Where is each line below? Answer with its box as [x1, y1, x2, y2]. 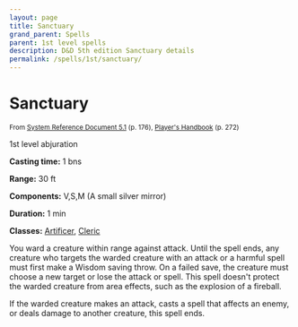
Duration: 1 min [9, 208, 66, 219]
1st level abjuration [9, 138, 78, 149]
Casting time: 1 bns [9, 156, 83, 167]
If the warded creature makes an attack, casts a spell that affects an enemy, [9, 297, 290, 309]
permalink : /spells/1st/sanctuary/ [9, 55, 143, 64]
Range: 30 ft [9, 173, 57, 184]
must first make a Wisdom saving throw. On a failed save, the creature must [9, 262, 289, 272]
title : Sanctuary [9, 22, 74, 30]
